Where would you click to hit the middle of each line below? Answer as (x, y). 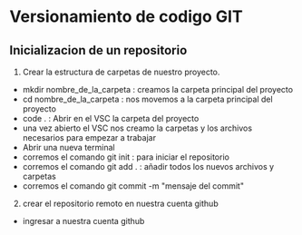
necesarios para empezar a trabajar (89, 137)
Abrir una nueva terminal (68, 147)
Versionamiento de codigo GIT (126, 17)
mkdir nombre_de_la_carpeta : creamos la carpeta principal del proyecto (157, 89)
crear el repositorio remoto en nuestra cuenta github (121, 203)
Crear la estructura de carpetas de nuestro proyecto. (121, 72)
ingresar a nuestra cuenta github (83, 221)
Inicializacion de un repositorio (98, 50)
